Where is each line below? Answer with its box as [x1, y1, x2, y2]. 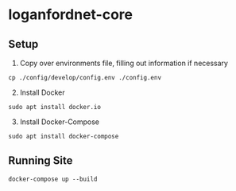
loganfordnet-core [8, 6, 133, 24]
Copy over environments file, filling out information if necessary [19, 58, 229, 68]
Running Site [8, 154, 73, 168]
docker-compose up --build [8, 175, 98, 183]
